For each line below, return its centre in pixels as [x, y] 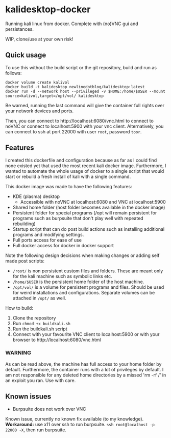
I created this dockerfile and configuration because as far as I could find [81, 160]
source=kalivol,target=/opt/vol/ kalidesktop [54, 96]
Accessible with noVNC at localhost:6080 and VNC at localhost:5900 [93, 202]
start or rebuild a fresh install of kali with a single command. [68, 176]
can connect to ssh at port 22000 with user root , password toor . [74, 131]
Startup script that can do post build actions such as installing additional [89, 229]
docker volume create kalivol [38, 82]
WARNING [18, 353]
